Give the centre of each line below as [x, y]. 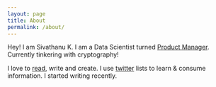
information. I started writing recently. [62, 76]
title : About [27, 21]
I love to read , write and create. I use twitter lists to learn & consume [107, 69]
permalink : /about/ [36, 27]
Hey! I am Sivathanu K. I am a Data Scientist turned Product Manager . [109, 47]
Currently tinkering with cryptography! [63, 54]
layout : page [27, 14]
